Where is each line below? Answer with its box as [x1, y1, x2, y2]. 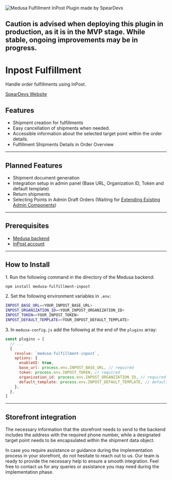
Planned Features [5, 161, 63, 170]
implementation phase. [5, 469, 54, 475]
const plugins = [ [5, 336, 45, 342]
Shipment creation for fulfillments [12, 119, 83, 126]
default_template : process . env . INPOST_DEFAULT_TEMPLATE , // [18, 379, 150, 385]
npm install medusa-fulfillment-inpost [5, 284, 91, 289]
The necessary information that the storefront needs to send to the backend [5, 426, 166, 433]
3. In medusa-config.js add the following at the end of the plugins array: [5, 326, 157, 333]
